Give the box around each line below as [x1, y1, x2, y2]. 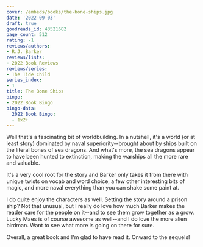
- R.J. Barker [6, 49, 43, 55]
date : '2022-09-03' [6, 15, 56, 21]
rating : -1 [6, 37, 34, 43]
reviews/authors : [6, 43, 51, 49]
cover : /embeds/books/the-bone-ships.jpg [6, 9, 113, 15]
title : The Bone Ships [6, 88, 64, 95]
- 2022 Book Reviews [6, 60, 59, 66]
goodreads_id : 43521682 [6, 26, 67, 32]
